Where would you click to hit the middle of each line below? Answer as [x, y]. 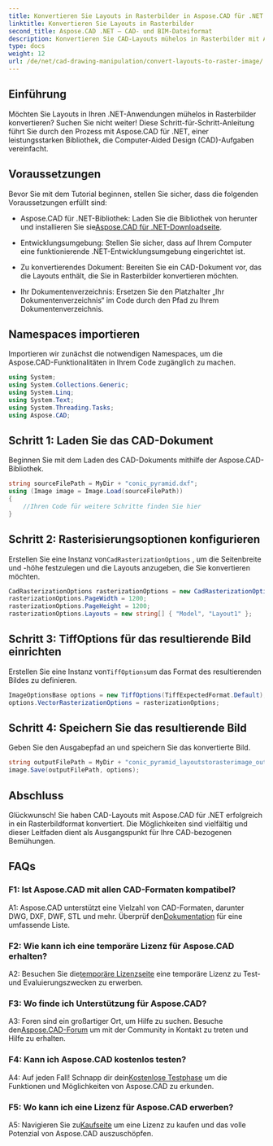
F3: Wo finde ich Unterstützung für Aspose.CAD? [108, 1004]
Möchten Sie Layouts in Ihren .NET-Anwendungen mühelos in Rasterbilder [132, 114]
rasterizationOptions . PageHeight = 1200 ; [80, 606]
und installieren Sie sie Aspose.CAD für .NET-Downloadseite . [121, 227]
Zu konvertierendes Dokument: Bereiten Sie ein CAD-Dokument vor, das [141, 267]
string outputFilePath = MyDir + [65, 763]
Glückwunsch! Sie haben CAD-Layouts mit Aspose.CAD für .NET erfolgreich [135, 815]
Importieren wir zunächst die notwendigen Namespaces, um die [116, 354]
